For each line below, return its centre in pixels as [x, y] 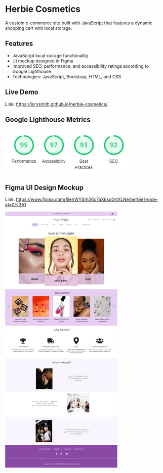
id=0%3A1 [16, 205]
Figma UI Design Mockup [44, 187]
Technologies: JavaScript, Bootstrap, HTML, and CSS [67, 76]
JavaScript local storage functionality [50, 55]
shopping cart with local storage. [39, 28]
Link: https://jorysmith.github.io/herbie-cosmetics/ [56, 104]
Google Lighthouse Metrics [48, 119]
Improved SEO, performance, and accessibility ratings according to [81, 66]
